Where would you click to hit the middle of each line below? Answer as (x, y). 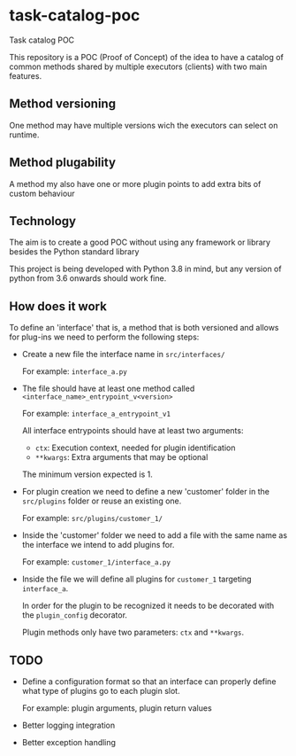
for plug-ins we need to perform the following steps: (104, 337)
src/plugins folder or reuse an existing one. (102, 501)
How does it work (58, 306)
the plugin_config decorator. (75, 615)
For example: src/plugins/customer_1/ (92, 518)
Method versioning (63, 104)
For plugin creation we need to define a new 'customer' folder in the (145, 492)
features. (26, 75)
